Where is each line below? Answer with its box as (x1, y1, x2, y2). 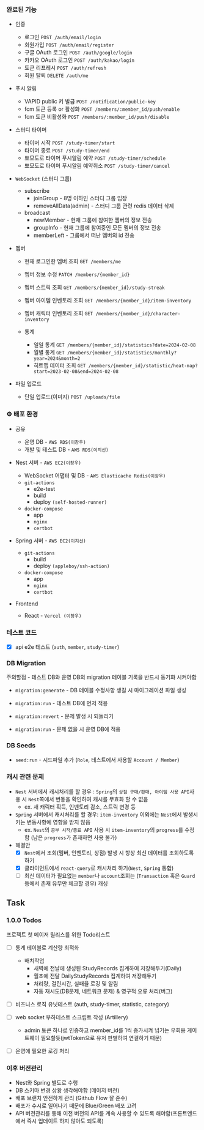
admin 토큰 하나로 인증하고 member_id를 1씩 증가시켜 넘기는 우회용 (24, 1027, 186, 1034)
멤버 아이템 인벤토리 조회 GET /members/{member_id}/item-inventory (24, 297, 192, 304)
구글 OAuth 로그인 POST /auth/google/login (24, 49, 133, 56)
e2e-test (33, 485, 56, 492)
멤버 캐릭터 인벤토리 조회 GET (24, 310, 93, 317)
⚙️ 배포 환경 (6, 410, 38, 419)
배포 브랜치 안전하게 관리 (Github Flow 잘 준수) (15, 1094, 128, 1102)
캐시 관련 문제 (6, 773, 45, 781)
